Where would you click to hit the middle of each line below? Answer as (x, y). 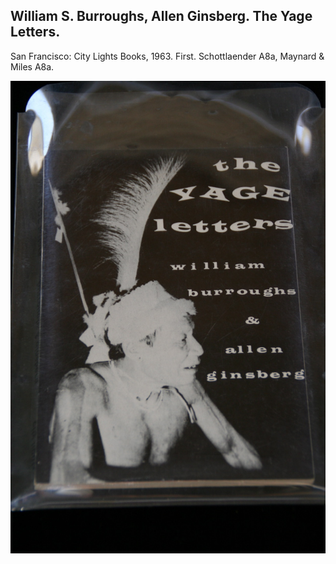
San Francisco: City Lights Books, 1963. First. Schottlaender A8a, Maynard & (167, 56)
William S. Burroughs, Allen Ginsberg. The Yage (161, 16)
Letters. (35, 32)
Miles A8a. (32, 66)
